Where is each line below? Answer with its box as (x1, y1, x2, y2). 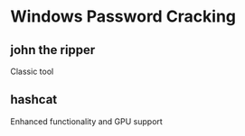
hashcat (10, 92, 58, 107)
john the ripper (10, 42, 96, 58)
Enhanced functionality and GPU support (10, 115, 164, 127)
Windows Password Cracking (10, 6, 237, 27)
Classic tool (10, 66, 54, 77)
